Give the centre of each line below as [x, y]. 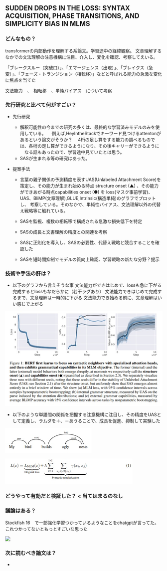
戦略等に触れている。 [46, 210]
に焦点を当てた [20, 80]
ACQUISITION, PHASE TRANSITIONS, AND [72, 16]
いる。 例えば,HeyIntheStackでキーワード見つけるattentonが [97, 133]
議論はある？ [21, 511]
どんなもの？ [21, 39]
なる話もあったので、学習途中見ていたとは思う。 [74, 152]
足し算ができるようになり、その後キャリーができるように [100, 146]
